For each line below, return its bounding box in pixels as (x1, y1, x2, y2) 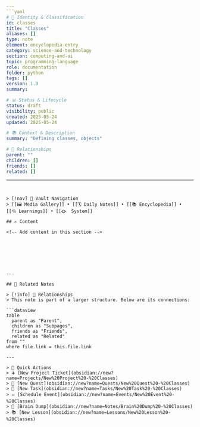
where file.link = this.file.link (6, 344, 92, 349)
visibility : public (6, 108, 55, 114)
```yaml (6, 8, 26, 15)
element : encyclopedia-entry (6, 42, 79, 48)
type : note (6, 36, 33, 42)
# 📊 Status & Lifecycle (6, 97, 67, 103)
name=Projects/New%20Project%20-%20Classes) (6, 375, 118, 381)
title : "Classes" (6, 25, 49, 32)
